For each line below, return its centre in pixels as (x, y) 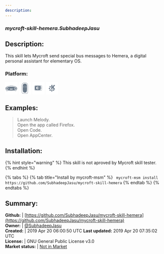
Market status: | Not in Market (36, 247)
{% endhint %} (20, 168)
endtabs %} (17, 188)
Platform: (16, 74)
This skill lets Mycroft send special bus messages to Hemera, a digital (76, 56)
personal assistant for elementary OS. (44, 61)
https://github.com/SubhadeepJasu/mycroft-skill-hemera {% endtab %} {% (82, 183)
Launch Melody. (33, 120)
